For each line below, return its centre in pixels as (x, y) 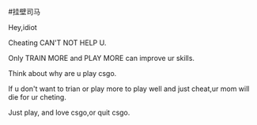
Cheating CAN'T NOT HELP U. (57, 43)
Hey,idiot (23, 27)
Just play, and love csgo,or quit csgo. (69, 112)
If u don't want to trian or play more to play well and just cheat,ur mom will (129, 89)
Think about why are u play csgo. (62, 73)
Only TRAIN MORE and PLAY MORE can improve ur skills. (102, 58)
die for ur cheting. (38, 97)
